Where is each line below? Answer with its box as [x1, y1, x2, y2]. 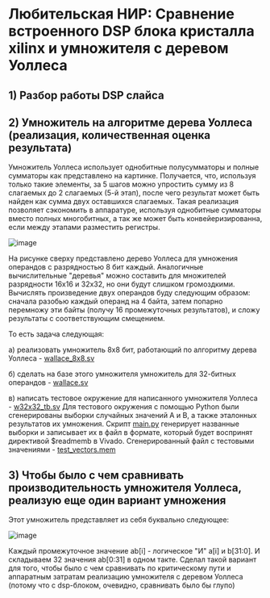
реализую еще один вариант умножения [8, 493, 226, 507]
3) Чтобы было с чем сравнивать [8, 468, 184, 482]
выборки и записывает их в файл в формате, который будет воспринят [8, 428, 253, 437]
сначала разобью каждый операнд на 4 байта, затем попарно [8, 296, 223, 307]
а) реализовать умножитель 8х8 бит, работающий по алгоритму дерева [8, 345, 257, 355]
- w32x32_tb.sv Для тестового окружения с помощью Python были [8, 402, 239, 412]
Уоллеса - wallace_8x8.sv [8, 353, 95, 363]
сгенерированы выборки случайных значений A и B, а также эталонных [8, 411, 257, 420]
